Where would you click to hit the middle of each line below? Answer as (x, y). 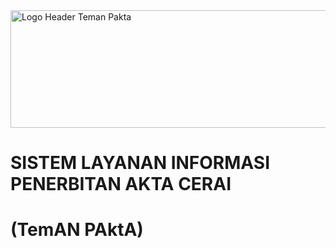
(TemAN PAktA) (77, 230)
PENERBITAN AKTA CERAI (121, 184)
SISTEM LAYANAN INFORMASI (140, 163)
